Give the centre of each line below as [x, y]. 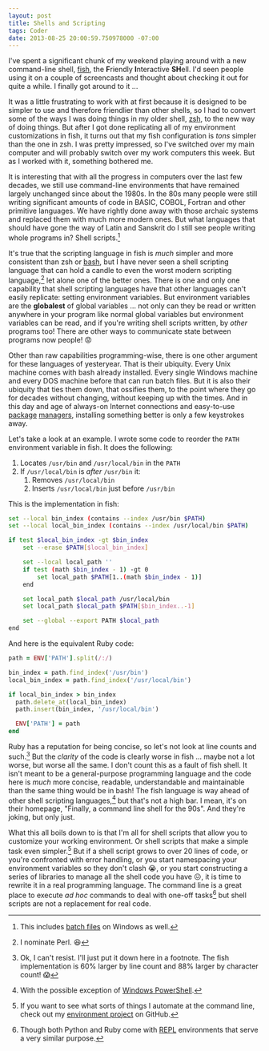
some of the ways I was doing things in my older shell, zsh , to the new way [132, 119]
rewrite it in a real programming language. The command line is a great [125, 885]
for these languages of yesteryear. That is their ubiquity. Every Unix [119, 363]
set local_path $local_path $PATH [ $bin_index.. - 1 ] [109, 606]
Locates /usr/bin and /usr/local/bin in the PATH [100, 463]
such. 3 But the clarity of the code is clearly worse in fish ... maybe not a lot [132, 756]
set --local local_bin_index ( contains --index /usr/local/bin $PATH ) [128, 526]
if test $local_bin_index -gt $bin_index [78, 540]
